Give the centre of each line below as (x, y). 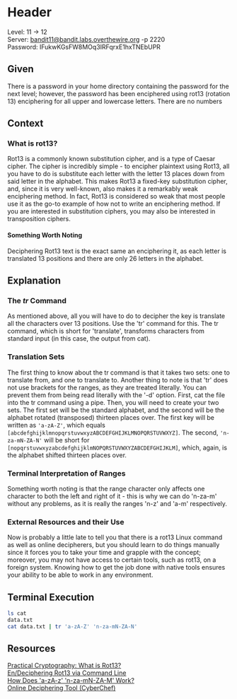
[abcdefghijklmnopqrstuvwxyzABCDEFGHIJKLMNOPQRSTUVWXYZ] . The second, (113, 433)
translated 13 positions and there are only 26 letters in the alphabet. (105, 258)
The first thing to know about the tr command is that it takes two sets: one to (118, 372)
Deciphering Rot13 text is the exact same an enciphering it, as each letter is (117, 251)
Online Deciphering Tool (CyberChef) (62, 688)
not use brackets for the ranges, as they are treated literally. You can (107, 387)
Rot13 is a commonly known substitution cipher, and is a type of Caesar (111, 159)
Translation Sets (36, 357)
